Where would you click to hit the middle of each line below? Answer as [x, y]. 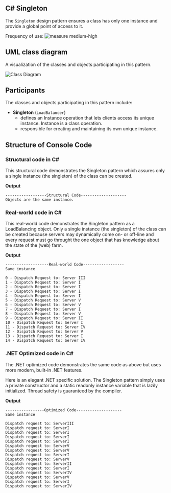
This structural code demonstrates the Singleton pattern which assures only [85, 171]
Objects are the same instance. [40, 200]
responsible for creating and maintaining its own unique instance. [89, 129]
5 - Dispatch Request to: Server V [43, 300]
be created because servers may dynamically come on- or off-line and [80, 234]
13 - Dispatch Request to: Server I [44, 336]
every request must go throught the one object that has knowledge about [82, 240]
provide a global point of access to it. [44, 26]
